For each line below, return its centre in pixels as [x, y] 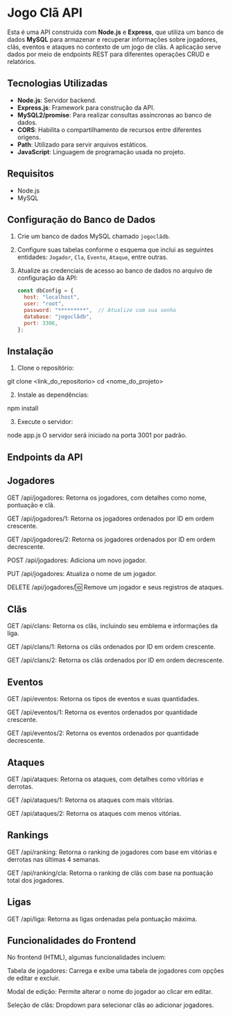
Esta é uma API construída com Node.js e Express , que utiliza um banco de [115, 32]
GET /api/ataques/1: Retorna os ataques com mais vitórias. [91, 800]
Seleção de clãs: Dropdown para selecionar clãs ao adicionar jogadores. [111, 1005]
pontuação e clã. [31, 505]
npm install [23, 409]
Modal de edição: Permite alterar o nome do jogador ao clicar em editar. [110, 992]
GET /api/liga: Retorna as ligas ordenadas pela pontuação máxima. [102, 919]
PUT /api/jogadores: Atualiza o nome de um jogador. [82, 573]
